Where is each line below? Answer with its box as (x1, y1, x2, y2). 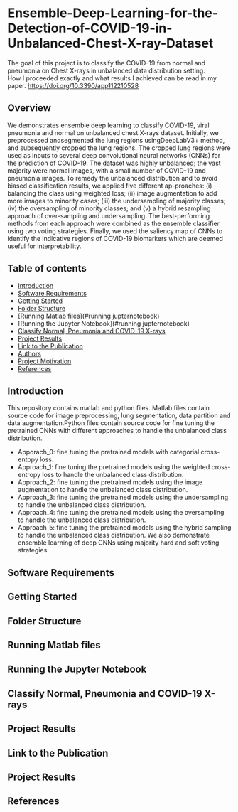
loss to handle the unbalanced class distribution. (42, 471, 184, 479)
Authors (17, 349, 41, 358)
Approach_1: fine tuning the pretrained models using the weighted (17, 463, 210, 471)
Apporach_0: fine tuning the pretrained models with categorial (17, 448, 200, 456)
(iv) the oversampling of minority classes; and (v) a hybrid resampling (7, 204, 211, 213)
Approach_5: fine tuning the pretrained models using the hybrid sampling (17, 523, 232, 532)
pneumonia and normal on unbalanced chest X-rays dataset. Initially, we (7, 128, 219, 137)
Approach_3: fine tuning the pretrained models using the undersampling (17, 493, 229, 502)
